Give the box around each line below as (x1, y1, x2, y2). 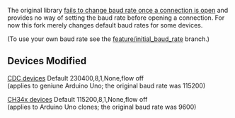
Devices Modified (7, 55, 87, 67)
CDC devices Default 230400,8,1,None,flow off (7, 73, 144, 82)
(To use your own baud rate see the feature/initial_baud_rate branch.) (7, 35, 210, 43)
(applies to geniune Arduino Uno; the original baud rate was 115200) (7, 81, 206, 90)
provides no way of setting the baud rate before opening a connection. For (7, 13, 225, 22)
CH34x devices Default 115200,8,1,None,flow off (7, 95, 148, 103)
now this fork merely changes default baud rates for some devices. (7, 21, 203, 29)
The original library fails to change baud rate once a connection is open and (7, 6, 229, 14)
